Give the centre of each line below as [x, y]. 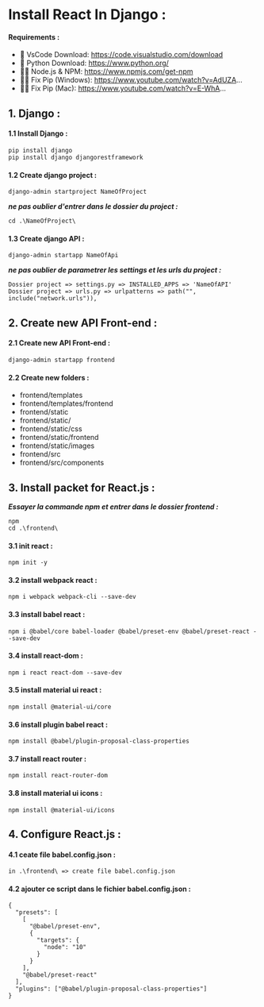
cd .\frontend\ [33, 528]
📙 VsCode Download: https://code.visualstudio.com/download [121, 55]
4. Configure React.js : [65, 834]
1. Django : [34, 113]
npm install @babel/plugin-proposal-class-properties [99, 741]
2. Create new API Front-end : [83, 323]
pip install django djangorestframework [76, 157]
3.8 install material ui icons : [55, 793]
